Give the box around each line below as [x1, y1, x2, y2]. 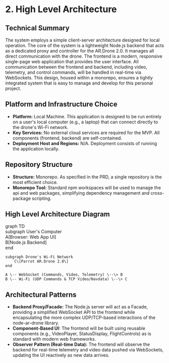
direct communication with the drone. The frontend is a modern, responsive [5, 53, 162, 59]
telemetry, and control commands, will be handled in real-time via [5, 69, 141, 75]
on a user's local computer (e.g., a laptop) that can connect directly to [12, 119, 158, 125]
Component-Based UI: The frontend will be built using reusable [12, 325, 145, 332]
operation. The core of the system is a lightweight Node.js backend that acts [5, 42, 164, 49]
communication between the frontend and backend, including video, [5, 64, 147, 70]
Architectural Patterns [5, 290, 77, 299]
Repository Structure [5, 160, 73, 169]
